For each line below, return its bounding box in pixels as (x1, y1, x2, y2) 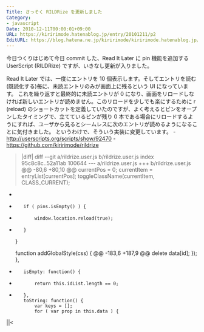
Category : (6, 15, 32, 21)
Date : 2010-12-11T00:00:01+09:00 (6, 25, 91, 32)
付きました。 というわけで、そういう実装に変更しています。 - (22, 128, 176, 135)
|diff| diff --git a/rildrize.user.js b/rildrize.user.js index (21, 153, 154, 160)
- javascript (6, 20, 39, 26)
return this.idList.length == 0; (34, 280, 119, 286)
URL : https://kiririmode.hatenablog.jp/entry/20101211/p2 (6, 32, 156, 38)
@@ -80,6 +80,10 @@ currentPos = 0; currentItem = (21, 166, 153, 173)
